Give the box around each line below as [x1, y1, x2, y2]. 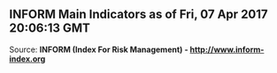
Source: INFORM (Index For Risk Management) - [9, 44, 189, 55]
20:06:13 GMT [9, 21, 91, 36]
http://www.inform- [189, 44, 265, 55]
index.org [9, 53, 46, 64]
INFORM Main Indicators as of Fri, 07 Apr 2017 [9, 7, 268, 22]
